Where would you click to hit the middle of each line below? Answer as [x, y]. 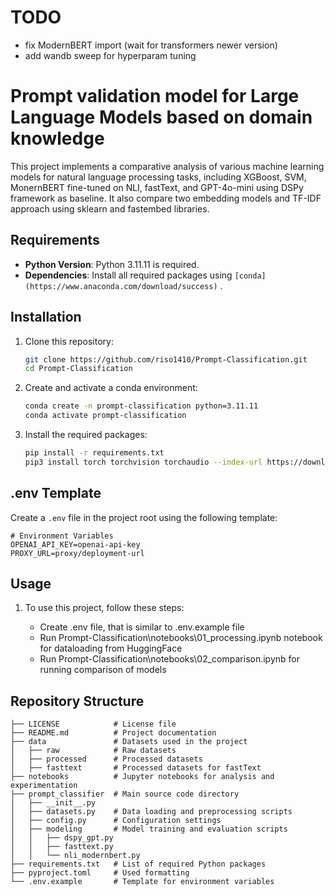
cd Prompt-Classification [78, 369]
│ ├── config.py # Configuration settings [116, 821]
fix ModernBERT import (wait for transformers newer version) [151, 45]
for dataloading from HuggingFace [111, 648]
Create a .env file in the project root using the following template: [144, 517]
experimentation [44, 786]
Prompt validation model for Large [155, 96]
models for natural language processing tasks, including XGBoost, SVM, [158, 177]
